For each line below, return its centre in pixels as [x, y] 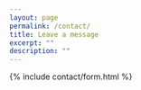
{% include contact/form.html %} [71, 76]
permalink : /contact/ [50, 26]
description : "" [40, 51]
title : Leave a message [54, 34]
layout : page [34, 18]
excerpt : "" [32, 43]
